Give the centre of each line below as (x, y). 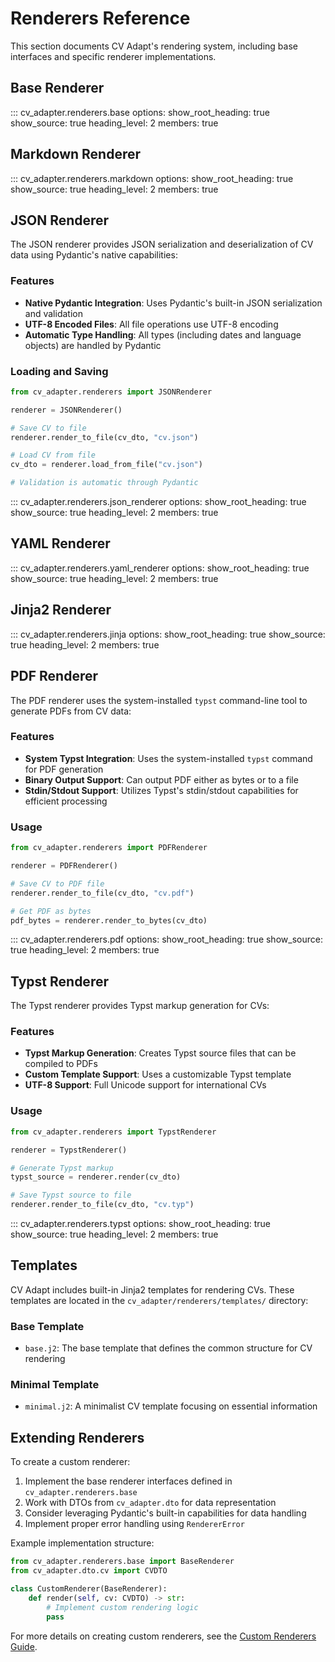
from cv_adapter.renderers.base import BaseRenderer (122, 1562)
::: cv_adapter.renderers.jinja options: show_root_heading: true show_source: (168, 634)
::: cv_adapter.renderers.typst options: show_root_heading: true (140, 1224)
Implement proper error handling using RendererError (134, 1524)
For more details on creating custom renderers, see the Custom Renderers (163, 1636)
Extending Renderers (77, 1437)
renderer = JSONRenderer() (66, 410)
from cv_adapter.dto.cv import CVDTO (89, 1571)
